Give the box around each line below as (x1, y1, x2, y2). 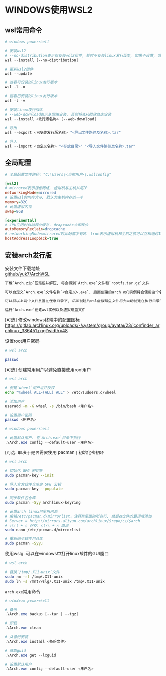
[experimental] (5, 218, 37, 223)
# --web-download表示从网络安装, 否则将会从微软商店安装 (5, 112, 111, 117)
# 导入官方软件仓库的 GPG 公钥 (5, 482, 61, 487)
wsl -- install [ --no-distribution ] (5, 58, 79, 63)
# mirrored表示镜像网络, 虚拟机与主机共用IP (5, 186, 88, 191)
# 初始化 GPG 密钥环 (5, 468, 43, 473)
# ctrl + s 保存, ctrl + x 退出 (5, 523, 69, 528)
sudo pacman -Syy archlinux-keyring (5, 500, 81, 505)
